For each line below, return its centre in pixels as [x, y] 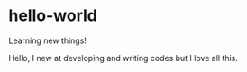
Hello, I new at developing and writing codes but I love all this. [123, 58]
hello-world [53, 16]
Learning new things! [48, 40]
